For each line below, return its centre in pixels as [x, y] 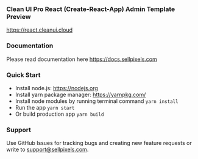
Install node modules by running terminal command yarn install [97, 101]
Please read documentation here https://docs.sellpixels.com [82, 59]
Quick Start [23, 75]
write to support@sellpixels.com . [48, 150]
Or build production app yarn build [59, 114]
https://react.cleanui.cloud [40, 30]
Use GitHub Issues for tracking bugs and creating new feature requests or [99, 143]
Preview [19, 16]
